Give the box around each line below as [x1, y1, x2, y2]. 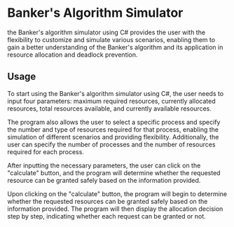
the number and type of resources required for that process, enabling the [7, 125, 219, 134]
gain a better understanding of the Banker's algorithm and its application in [7, 43, 223, 51]
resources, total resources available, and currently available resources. [7, 104, 212, 113]
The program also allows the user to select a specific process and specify [7, 118, 221, 126]
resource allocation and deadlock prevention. [7, 50, 138, 59]
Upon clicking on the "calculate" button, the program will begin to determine [7, 189, 228, 198]
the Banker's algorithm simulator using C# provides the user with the [7, 28, 205, 36]
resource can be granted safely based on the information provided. [7, 176, 201, 184]
